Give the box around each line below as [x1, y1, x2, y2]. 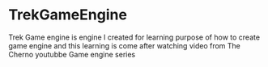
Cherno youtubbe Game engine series [8, 49, 136, 59]
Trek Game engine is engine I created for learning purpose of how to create [8, 32, 261, 42]
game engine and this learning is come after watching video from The [8, 40, 241, 50]
